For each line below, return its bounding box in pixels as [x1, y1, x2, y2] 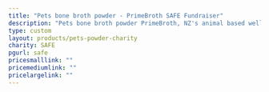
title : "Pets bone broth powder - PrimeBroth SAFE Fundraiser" [8, 11, 224, 20]
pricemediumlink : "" [8, 64, 78, 72]
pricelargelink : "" [8, 71, 74, 79]
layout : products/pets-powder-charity [8, 34, 138, 42]
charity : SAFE [8, 42, 56, 50]
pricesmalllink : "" [8, 57, 74, 65]
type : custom [8, 26, 52, 34]
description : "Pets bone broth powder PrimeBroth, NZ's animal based [8, 19, 246, 27]
